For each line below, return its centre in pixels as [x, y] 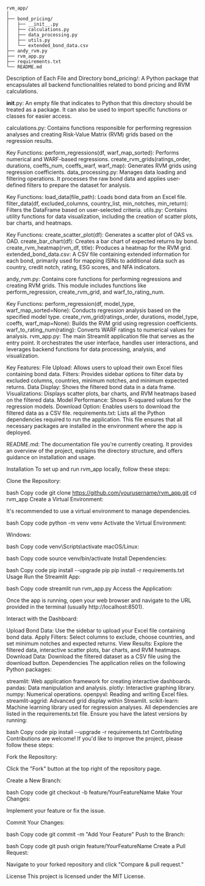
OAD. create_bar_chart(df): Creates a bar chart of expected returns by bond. [103, 241]
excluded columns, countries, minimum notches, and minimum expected [97, 380]
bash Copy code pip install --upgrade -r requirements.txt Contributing [94, 732]
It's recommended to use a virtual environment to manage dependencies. [99, 511]
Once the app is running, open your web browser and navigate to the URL [99, 600]
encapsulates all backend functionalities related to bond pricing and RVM [98, 85]
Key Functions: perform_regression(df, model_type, [71, 304]
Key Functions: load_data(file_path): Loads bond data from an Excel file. [97, 197]
